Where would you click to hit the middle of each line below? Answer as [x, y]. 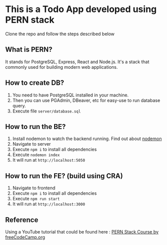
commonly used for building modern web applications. [61, 67]
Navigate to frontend [34, 188]
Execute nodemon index [36, 155]
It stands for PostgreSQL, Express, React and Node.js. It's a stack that [77, 62]
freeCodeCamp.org [25, 237]
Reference [22, 220]
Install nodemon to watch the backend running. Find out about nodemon [87, 139]
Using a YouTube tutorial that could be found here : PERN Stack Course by [82, 232]
